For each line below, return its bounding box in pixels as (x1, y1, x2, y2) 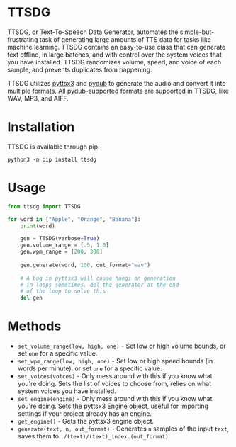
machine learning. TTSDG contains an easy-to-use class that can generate (7, 43, 226, 51)
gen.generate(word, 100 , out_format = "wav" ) (20, 261, 151, 268)
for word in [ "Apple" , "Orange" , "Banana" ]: (7, 215, 141, 223)
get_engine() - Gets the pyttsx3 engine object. (17, 417, 154, 426)
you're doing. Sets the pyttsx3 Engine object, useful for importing (17, 402, 209, 411)
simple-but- (179, 28, 215, 36)
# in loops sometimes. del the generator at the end (20, 281, 179, 288)
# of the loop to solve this (20, 288, 106, 295)
